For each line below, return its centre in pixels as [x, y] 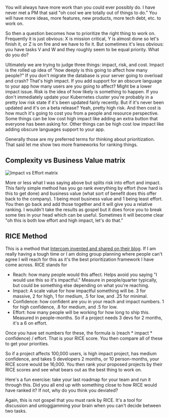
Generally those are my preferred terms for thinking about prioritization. [80, 139]
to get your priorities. [27, 343]
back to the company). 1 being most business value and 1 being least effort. [84, 199]
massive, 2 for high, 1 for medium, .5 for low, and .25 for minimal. [80, 296]
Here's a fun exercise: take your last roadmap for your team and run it [78, 379]
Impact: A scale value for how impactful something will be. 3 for [79, 291]
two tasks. [16, 411]
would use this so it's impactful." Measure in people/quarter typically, [85, 280]
